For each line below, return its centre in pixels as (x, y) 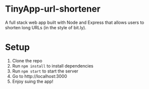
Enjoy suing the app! (33, 81)
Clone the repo (27, 61)
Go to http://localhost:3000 (40, 76)
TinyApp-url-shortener (53, 9)
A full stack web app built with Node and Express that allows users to (74, 22)
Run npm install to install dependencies (53, 66)
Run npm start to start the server (45, 71)
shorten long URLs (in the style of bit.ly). (46, 27)
